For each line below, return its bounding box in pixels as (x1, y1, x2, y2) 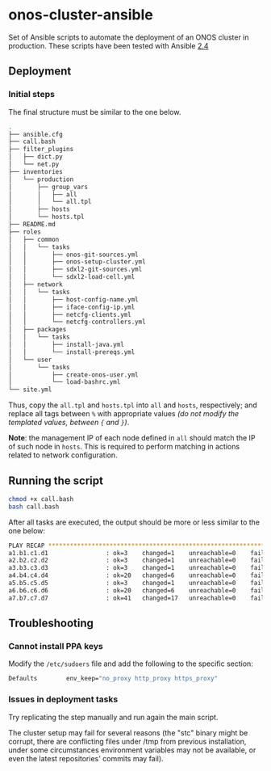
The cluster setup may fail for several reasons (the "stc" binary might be (8, 727, 248, 737)
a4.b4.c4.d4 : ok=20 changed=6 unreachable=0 (8, 571, 236, 579)
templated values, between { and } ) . (8, 418, 130, 428)
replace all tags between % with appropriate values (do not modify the (8, 409, 240, 419)
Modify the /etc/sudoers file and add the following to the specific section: (8, 659, 254, 668)
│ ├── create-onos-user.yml (8, 370, 139, 379)
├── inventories (8, 167, 63, 175)
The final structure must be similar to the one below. (8, 107, 181, 116)
